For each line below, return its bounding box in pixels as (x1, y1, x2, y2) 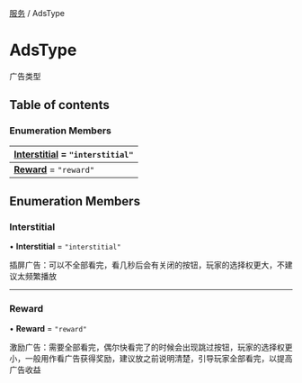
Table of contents (9, 97, 110, 113)
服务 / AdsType (9, 8, 66, 18)
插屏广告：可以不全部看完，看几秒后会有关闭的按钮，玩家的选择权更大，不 (9, 260, 285, 270)
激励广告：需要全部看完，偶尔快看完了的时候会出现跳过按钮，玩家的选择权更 (9, 342, 293, 352)
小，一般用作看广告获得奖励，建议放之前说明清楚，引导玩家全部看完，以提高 (9, 352, 293, 363)
